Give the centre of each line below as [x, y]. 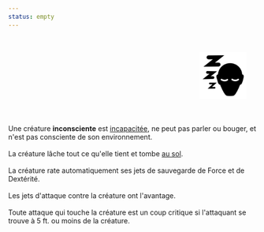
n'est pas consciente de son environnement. [80, 137]
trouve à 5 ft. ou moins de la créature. [69, 220]
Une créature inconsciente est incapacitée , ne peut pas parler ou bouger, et [132, 128]
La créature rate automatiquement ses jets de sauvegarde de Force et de [126, 170]
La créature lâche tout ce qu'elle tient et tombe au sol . [96, 153]
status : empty [32, 17]
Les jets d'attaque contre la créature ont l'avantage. [92, 195]
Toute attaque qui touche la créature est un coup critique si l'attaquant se [127, 212]
